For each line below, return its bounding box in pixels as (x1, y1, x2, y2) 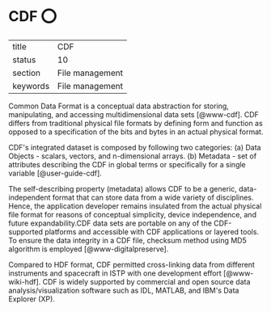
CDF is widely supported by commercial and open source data (42, 276, 251, 286)
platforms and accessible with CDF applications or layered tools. (44, 226, 260, 236)
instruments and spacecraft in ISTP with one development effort (8, 268, 222, 278)
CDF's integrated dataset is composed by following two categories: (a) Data (8, 142, 261, 152)
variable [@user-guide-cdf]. (8, 168, 103, 178)
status (12, 54, 36, 65)
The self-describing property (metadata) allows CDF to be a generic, (8, 183, 237, 193)
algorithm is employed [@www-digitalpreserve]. (8, 244, 169, 254)
